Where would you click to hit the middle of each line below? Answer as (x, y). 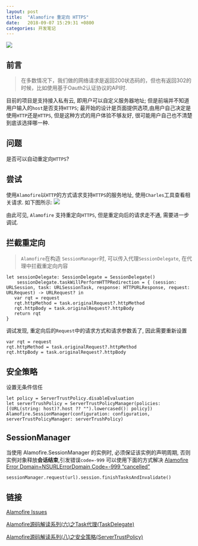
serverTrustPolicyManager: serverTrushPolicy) (65, 419)
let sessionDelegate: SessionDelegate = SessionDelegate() (81, 277)
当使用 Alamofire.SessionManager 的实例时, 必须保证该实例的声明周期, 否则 (98, 453)
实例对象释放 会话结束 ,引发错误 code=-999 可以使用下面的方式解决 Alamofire (97, 460)
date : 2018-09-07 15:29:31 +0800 (50, 23)
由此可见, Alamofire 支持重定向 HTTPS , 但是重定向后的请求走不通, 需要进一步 (98, 215)
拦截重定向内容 (50, 266)
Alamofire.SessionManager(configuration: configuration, (78, 414)
